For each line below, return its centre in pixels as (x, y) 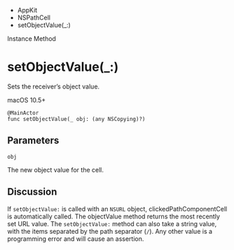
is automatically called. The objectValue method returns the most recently (114, 216)
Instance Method (32, 39)
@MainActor (23, 113)
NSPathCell (34, 18)
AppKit (27, 10)
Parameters (33, 141)
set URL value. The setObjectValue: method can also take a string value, (112, 223)
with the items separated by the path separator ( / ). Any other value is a (110, 231)
